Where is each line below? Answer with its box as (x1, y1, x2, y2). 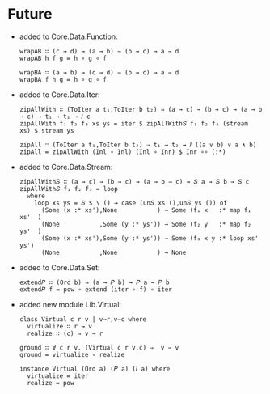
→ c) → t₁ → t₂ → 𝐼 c (19, 112, 91, 121)
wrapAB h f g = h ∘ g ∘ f (19, 54, 107, 62)
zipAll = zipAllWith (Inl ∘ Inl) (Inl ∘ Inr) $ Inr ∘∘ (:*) (19, 147, 226, 156)
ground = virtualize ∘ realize (19, 350, 125, 358)
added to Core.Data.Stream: (19, 162, 113, 172)
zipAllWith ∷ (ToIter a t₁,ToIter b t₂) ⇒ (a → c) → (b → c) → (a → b (19, 105, 263, 113)
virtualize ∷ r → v (27, 322, 92, 330)
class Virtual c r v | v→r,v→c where (19, 315, 147, 324)
